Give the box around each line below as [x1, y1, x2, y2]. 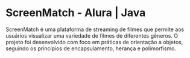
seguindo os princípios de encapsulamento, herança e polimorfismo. [5, 45, 176, 52]
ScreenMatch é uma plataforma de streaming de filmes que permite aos [5, 26, 185, 33]
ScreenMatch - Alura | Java [5, 6, 146, 20]
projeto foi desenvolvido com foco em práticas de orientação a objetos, [5, 38, 183, 45]
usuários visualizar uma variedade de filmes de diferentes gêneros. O [5, 32, 179, 39]
